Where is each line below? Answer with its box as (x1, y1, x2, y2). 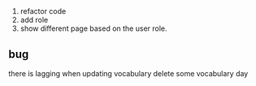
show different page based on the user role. (20, 24, 168, 33)
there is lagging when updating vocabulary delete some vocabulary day (8, 69, 249, 79)
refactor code (20, 6, 67, 16)
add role (20, 15, 49, 25)
